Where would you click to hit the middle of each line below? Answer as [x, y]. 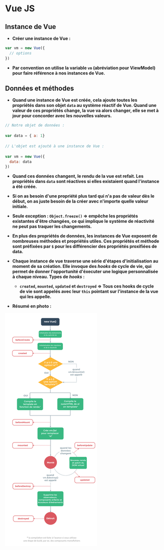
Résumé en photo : [32, 306]
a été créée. [25, 186]
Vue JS [20, 9]
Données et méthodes [40, 89]
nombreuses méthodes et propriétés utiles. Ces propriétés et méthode [86, 241]
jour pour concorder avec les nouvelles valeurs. [62, 116]
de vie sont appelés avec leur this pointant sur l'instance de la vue [89, 291]
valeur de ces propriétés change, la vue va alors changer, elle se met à [85, 110]
